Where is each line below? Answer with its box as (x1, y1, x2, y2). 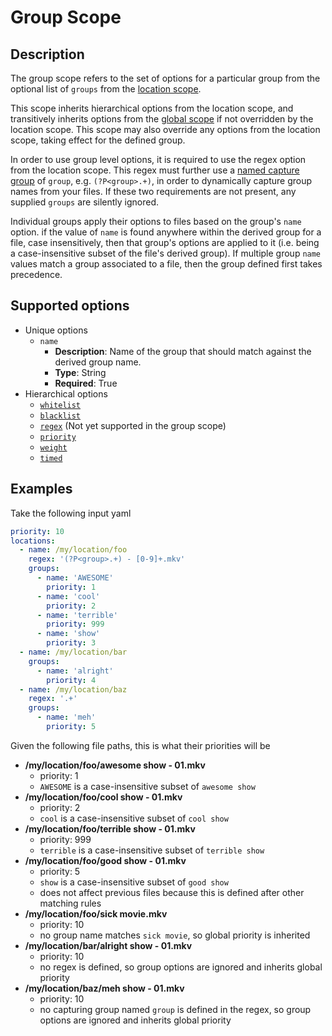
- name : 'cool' (36, 591, 101, 601)
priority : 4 (46, 675, 97, 685)
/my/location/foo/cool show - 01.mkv (24, 791, 183, 803)
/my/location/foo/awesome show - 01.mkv (24, 759, 206, 771)
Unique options (24, 324, 88, 336)
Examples (10, 481, 73, 498)
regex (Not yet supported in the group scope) (39, 419, 227, 431)
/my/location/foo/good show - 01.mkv (24, 854, 187, 866)
